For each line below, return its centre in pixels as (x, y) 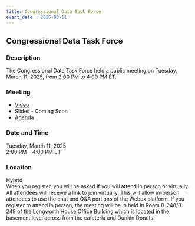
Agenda (24, 117)
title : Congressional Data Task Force (54, 12)
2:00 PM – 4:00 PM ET (34, 152)
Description (23, 58)
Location (19, 167)
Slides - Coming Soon (41, 111)
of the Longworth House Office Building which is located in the (93, 212)
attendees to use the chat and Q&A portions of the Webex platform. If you (95, 199)
